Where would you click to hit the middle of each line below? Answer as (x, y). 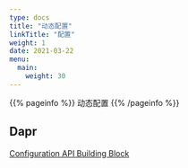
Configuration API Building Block (69, 153)
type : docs (30, 18)
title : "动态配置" (41, 26)
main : (28, 68)
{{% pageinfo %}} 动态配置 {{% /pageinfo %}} (94, 102)
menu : (19, 59)
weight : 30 (46, 76)
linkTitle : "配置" (42, 34)
